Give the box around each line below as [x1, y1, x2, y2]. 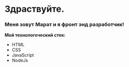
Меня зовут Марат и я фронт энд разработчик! [4, 21, 125, 28]
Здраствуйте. [4, 3, 64, 15]
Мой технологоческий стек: [4, 32, 65, 38]
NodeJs [11, 58, 28, 64]
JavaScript [11, 52, 34, 58]
